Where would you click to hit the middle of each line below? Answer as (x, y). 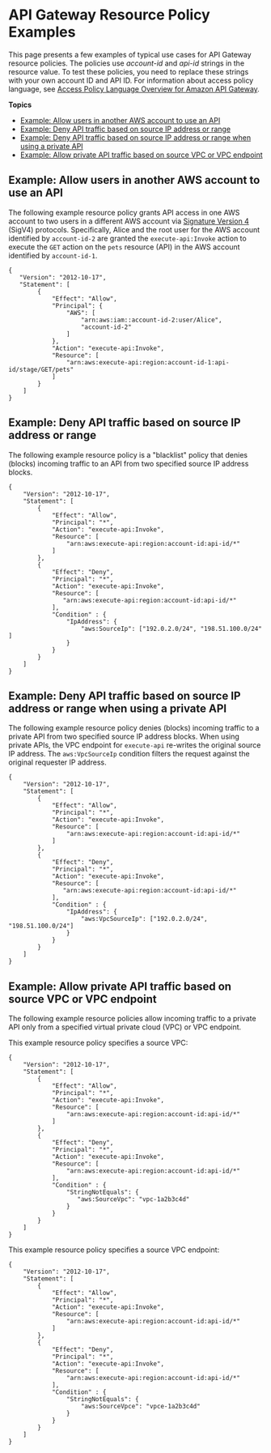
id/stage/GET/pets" (41, 369)
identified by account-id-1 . (53, 255)
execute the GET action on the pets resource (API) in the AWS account (124, 247)
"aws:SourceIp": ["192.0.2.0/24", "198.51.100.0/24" (171, 628)
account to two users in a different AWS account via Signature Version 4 (129, 221)
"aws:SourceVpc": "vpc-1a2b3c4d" (133, 1199)
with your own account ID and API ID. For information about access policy (131, 80)
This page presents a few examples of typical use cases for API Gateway (130, 54)
